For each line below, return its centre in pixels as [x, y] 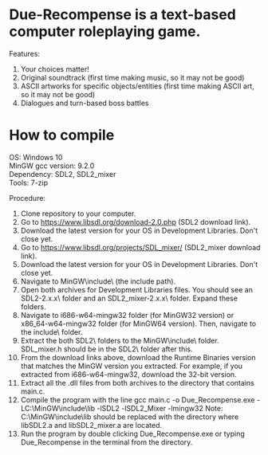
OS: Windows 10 [36, 157]
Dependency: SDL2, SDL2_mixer [63, 174]
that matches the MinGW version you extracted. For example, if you [131, 366]
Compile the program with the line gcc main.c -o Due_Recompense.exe [138, 399]
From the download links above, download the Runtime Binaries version [138, 357]
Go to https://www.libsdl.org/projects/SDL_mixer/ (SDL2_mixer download [140, 247]
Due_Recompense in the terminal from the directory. [106, 442]
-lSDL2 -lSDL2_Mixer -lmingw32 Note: [160, 408]
